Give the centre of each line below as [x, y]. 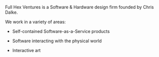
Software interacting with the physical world [57, 41]
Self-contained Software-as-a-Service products [61, 31]
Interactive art [26, 50]
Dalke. [12, 12]
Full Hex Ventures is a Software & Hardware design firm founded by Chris [79, 7]
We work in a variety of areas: [35, 22]
